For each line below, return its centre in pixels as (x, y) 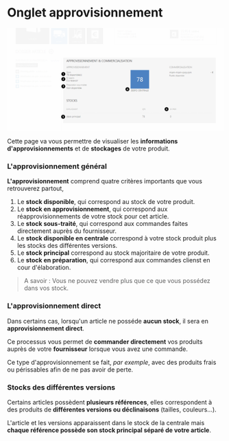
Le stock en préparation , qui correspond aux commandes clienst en (113, 260)
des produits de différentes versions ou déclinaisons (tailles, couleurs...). (112, 409)
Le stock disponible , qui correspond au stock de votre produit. (106, 202)
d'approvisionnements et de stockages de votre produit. (88, 148)
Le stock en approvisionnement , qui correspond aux (92, 209)
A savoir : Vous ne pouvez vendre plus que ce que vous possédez (117, 281)
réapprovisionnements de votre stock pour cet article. (93, 216)
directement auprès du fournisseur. (67, 231)
